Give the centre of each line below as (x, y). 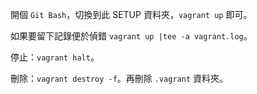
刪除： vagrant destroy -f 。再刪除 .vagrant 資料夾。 (119, 78)
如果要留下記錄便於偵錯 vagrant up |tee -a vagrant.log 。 (131, 36)
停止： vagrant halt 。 (55, 57)
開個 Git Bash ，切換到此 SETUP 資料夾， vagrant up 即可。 (131, 14)
